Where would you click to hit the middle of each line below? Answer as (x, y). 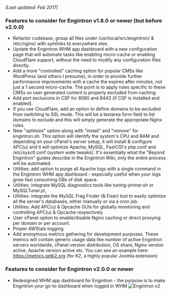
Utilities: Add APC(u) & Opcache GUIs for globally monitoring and (81, 207)
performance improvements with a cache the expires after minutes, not (87, 82)
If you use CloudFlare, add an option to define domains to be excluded (87, 109)
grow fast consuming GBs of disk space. (55, 180)
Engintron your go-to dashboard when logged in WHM (70, 286)
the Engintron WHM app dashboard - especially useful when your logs (87, 174)
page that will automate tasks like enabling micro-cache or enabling (84, 55)
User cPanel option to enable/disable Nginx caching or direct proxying (87, 218)
